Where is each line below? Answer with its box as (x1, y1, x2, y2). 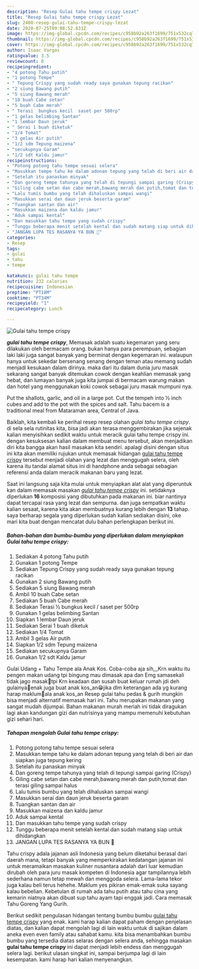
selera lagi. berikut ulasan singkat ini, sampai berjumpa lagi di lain (6, 949, 167, 957)
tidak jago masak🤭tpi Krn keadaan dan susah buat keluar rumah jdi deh (6, 677, 180, 685)
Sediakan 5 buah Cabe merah (15, 597, 88, 604)
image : (6, 31, 23, 37)
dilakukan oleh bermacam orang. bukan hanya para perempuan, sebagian (6, 345, 187, 352)
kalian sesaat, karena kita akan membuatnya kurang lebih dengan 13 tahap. (6, 506, 190, 513)
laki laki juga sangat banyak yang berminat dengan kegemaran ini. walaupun (6, 351, 193, 359)
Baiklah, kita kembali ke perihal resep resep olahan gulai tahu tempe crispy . (6, 418, 191, 426)
